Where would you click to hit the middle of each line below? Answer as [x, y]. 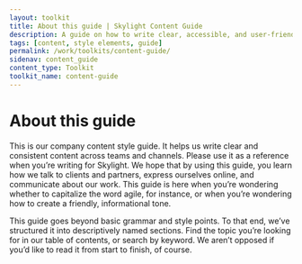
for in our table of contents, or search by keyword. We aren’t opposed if [142, 240]
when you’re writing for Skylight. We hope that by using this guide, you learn [151, 165]
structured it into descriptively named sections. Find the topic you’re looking [150, 230]
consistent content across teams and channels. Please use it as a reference [149, 155]
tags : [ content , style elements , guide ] [86, 43]
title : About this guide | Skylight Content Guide [106, 26]
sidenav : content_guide [54, 59]
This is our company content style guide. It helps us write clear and [134, 146]
